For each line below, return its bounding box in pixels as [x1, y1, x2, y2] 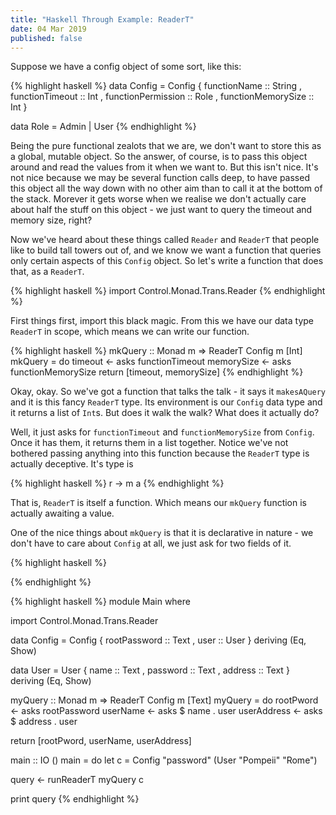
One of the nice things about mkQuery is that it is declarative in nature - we [10, 527, 314, 539]
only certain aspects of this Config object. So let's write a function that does [10, 255, 324, 267]
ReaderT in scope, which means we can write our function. [10, 326, 250, 338]
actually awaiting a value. [10, 507, 115, 520]
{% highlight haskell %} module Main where [10, 596, 191, 608]
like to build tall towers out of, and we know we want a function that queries [10, 244, 322, 256]
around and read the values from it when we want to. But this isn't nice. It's [10, 161, 319, 173]
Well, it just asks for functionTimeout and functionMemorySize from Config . [10, 426, 315, 438]
